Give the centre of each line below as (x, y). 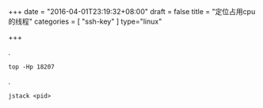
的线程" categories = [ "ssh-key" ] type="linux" (85, 21)
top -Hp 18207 (32, 67)
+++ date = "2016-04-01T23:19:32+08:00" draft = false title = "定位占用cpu (132, 11)
